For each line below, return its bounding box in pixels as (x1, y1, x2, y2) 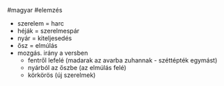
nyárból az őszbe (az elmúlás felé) (27, 64, 127, 71)
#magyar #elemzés (7, 6, 63, 14)
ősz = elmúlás (17, 42, 58, 49)
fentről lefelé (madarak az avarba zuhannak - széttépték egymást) (27, 56, 218, 64)
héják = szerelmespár (17, 27, 80, 35)
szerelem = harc (17, 19, 65, 27)
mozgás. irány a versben (17, 49, 88, 57)
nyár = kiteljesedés (17, 34, 72, 42)
